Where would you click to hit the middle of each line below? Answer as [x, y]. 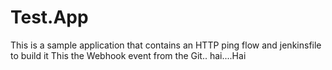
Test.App [49, 17]
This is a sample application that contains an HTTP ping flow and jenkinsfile [166, 45]
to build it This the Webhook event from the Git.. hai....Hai [128, 55]
